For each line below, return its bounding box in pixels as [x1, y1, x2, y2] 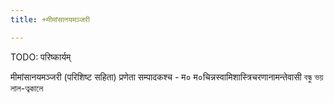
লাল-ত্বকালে [10, 82, 44, 94]
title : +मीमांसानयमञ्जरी [10, 14, 90, 25]
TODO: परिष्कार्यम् [10, 51, 72, 63]
